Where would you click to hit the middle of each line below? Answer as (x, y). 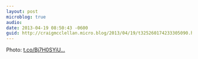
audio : (14, 22)
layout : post (22, 11)
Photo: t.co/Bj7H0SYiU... (36, 50)
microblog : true (26, 17)
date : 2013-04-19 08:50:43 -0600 (47, 28)
